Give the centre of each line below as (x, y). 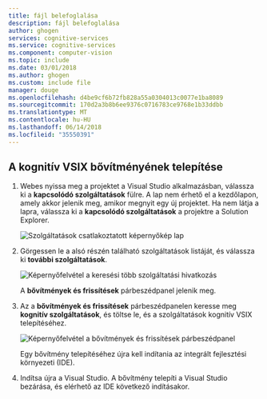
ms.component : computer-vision (60, 53)
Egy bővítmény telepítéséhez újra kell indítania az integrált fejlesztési (133, 354)
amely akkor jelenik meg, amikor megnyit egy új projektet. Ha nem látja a (139, 203)
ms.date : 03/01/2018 (43, 68)
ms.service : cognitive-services (62, 46)
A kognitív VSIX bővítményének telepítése (116, 168)
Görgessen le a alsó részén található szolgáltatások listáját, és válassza (137, 251)
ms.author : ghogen (39, 75)
